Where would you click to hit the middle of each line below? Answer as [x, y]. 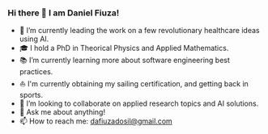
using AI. [34, 39]
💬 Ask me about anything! [62, 112]
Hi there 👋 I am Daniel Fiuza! [64, 13]
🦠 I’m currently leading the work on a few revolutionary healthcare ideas [139, 31]
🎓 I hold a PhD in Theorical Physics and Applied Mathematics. [124, 48]
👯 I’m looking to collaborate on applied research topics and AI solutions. [139, 103]
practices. [36, 72]
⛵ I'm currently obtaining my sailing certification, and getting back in [134, 84]
